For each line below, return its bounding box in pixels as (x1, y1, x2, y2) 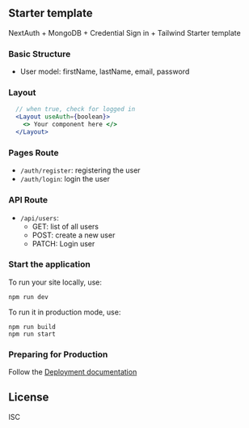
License (8, 391, 49, 404)
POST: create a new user (32, 230, 116, 240)
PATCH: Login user (32, 238, 95, 248)
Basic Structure (8, 48, 71, 59)
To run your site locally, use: (8, 277, 103, 287)
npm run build (8, 323, 57, 331)
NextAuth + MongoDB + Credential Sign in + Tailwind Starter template (8, 28, 241, 37)
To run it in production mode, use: (8, 307, 121, 317)
